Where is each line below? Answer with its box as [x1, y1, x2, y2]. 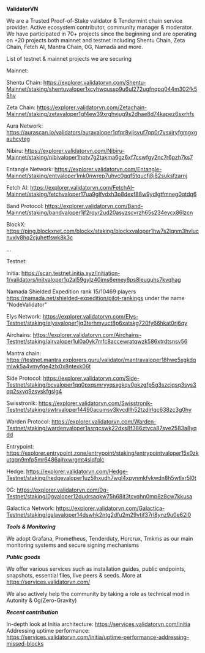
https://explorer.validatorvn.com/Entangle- [54, 166, 162, 172]
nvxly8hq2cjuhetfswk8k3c [6, 234, 73, 241]
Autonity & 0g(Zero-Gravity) [6, 597, 77, 604]
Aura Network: [6, 122, 43, 129]
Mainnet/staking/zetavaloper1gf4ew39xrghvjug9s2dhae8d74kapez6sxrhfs [6, 110, 195, 117]
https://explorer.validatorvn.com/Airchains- [32, 331, 142, 338]
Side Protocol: [6, 374, 42, 382]
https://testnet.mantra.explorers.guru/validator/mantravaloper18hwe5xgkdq [6, 356, 196, 363]
